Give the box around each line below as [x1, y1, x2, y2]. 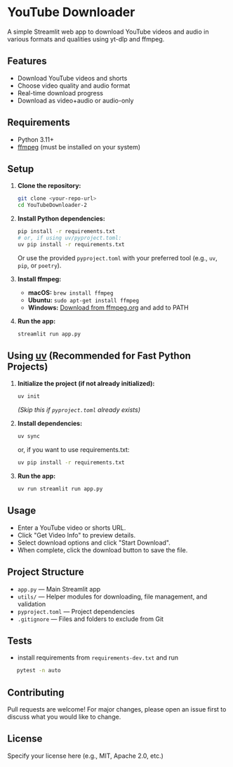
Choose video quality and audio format [17, 81, 131, 90]
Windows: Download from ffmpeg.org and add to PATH [27, 303, 189, 312]
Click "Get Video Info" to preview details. [17, 531, 135, 539]
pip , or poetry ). [17, 261, 62, 269]
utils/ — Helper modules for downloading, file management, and [17, 592, 208, 601]
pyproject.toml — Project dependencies [17, 607, 135, 615]
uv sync [17, 433, 40, 440]
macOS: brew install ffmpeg [27, 288, 114, 297]
